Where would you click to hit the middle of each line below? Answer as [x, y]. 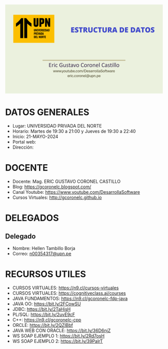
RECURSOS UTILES [46, 274]
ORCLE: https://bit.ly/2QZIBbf [43, 325]
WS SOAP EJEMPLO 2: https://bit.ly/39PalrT [58, 341]
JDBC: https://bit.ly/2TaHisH [41, 309]
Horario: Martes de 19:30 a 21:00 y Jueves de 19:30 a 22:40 [74, 131]
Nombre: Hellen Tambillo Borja [44, 249]
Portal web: [24, 142]
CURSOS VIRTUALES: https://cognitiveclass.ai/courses [69, 293]
